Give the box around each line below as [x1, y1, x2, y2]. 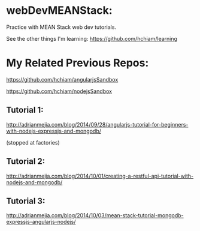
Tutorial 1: [6, 105, 44, 115]
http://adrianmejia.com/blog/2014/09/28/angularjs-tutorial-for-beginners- [6, 121, 189, 128]
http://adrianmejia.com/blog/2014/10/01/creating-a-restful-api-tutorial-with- [6, 172, 194, 179]
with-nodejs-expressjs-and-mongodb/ [6, 127, 102, 134]
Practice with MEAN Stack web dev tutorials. [6, 23, 117, 31]
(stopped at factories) [6, 139, 60, 146]
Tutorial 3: [6, 196, 46, 206]
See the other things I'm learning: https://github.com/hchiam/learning [6, 35, 178, 42]
